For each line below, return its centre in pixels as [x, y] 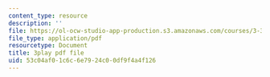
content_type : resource [48, 16]
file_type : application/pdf [55, 38]
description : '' [35, 23]
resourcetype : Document [48, 46]
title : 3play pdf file [46, 53]
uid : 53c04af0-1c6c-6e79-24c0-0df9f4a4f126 [82, 61]
